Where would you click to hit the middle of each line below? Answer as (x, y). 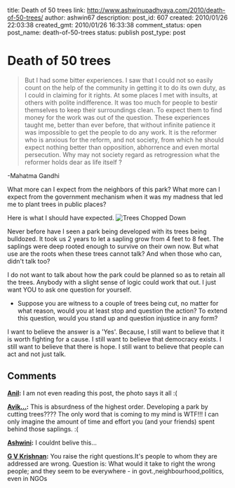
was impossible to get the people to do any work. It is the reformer (121, 132)
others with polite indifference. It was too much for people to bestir (121, 102)
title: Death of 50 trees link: (46, 10)
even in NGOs (27, 478)
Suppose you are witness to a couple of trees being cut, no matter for (118, 303)
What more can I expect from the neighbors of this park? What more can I (114, 189)
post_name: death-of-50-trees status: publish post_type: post (96, 32)
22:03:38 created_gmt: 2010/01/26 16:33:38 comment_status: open (105, 25)
